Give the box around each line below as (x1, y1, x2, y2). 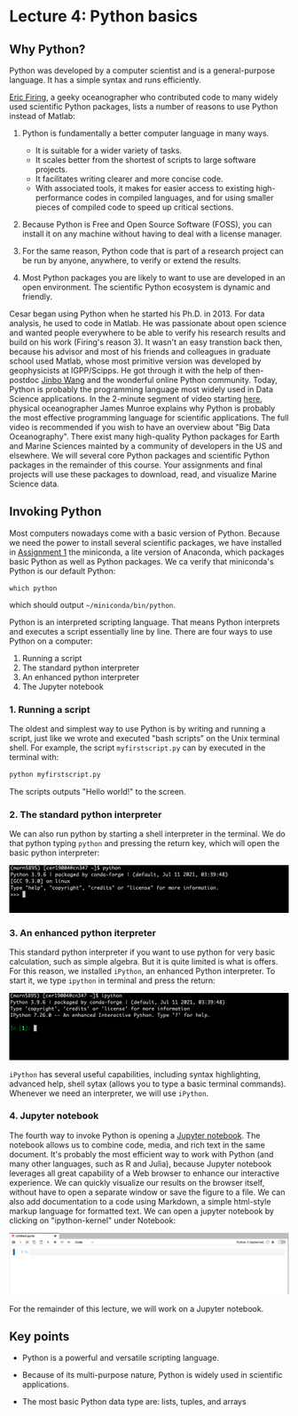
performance (35, 193, 84, 203)
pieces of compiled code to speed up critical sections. (35, 202, 234, 212)
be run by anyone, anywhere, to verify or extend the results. (21, 255, 241, 266)
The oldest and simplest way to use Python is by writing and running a (9, 724, 266, 734)
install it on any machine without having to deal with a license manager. (21, 228, 282, 239)
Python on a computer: (9, 636, 93, 646)
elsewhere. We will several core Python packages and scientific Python (9, 451, 271, 460)
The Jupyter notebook (21, 681, 104, 692)
